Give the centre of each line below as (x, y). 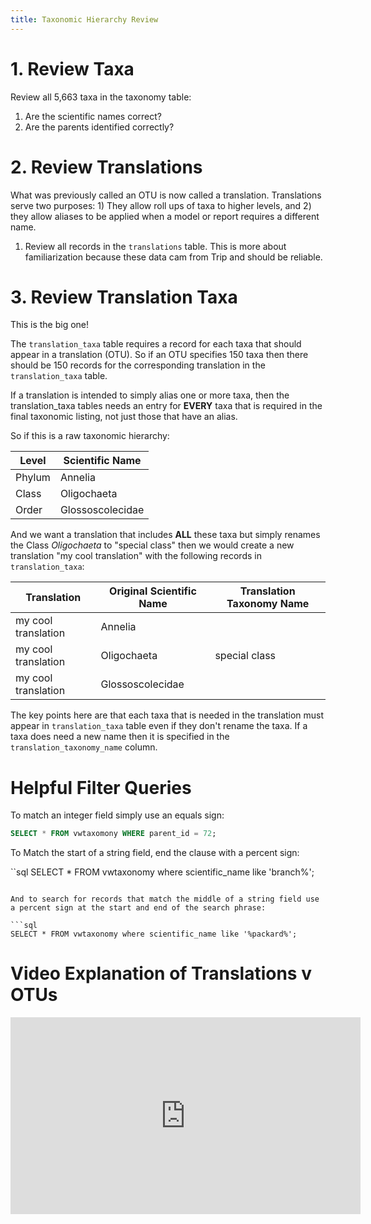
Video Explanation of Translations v (161, 973)
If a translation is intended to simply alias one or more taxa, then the (150, 395)
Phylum (33, 478)
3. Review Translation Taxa (124, 297)
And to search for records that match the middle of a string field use (165, 899)
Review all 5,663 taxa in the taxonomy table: (101, 97)
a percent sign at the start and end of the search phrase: (138, 908)
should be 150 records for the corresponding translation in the (138, 365)
